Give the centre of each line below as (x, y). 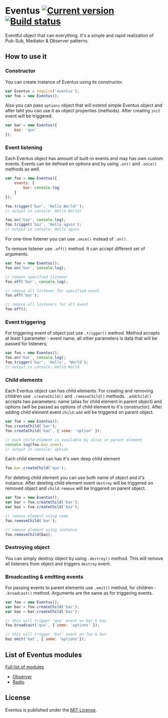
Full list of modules (25, 667)
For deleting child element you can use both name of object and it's (75, 477)
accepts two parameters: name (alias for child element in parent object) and (83, 402)
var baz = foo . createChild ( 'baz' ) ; (42, 507)
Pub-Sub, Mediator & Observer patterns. (47, 41)
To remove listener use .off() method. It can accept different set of (75, 249)
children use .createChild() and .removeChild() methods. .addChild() (78, 396)
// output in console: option (37, 449)
